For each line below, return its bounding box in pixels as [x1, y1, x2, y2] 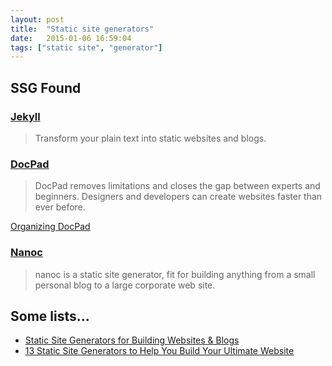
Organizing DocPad [10, 221, 91, 233]
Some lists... [10, 307, 90, 325]
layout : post [10, 14, 65, 25]
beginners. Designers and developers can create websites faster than [34, 191, 323, 203]
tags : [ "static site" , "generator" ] [10, 42, 163, 53]
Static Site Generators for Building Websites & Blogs [24, 334, 240, 346]
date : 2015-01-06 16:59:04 [10, 33, 132, 43]
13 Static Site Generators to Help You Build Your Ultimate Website [24, 345, 295, 357]
